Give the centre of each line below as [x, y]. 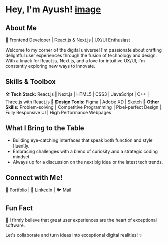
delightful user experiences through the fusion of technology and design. [81, 55]
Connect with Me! [34, 178]
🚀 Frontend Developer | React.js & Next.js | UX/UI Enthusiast [68, 40]
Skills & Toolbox [31, 82]
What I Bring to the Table [45, 128]
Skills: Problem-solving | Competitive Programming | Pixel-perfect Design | [83, 107]
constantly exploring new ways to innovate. [50, 66]
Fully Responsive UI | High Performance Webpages [59, 112]
